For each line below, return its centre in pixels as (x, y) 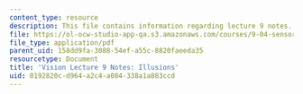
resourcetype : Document (54, 59)
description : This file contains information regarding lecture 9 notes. (151, 26)
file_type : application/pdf (62, 43)
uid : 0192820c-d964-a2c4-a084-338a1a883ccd (92, 76)
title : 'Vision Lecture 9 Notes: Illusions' (94, 68)
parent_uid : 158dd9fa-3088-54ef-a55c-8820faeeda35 (106, 51)
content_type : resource (54, 17)
